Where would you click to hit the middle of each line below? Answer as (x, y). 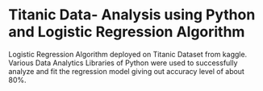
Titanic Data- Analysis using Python (132, 15)
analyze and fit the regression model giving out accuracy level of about (126, 71)
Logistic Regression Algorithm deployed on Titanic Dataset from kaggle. (128, 54)
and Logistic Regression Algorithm (127, 32)
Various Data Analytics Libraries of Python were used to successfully (123, 63)
